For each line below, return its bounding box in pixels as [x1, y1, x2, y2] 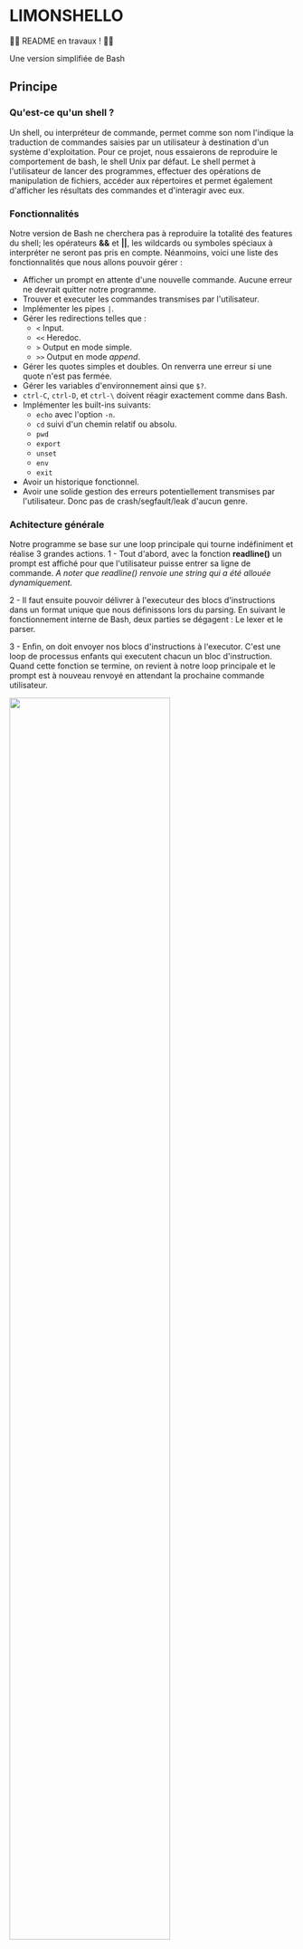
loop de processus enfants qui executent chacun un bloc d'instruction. [9, 651, 273, 662]
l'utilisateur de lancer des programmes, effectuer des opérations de [9, 165, 261, 177]
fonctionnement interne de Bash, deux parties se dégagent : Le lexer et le [9, 614, 283, 625]
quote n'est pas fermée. [22, 370, 112, 381]
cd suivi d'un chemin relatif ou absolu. [35, 418, 177, 429]
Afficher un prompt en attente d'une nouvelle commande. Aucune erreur [22, 274, 293, 285]
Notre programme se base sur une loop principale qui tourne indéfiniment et [9, 539, 294, 550]
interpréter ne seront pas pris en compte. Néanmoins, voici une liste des [9, 246, 279, 258]
